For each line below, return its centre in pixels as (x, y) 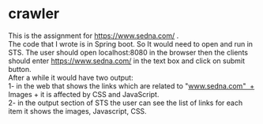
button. (20, 69)
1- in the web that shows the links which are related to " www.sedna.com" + (131, 86)
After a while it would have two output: (71, 77)
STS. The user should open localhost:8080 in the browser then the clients (128, 52)
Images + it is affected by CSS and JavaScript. (84, 94)
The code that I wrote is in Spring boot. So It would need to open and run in (131, 43)
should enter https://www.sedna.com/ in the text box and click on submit (126, 61)
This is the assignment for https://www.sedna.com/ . (94, 36)
